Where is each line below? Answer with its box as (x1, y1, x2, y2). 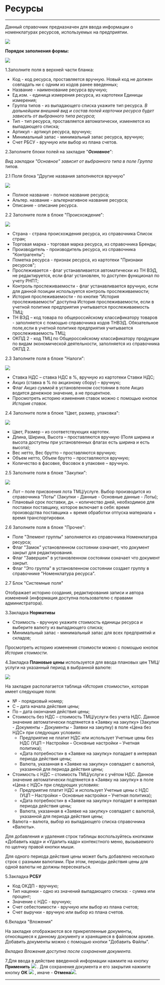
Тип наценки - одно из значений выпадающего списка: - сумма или (12, 888, 156, 894)
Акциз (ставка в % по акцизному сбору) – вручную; (12, 379, 121, 385)
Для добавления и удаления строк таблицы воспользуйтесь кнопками (5, 833, 154, 839)
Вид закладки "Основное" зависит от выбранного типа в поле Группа (5, 158, 153, 164)
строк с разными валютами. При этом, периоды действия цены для (5, 858, 148, 864)
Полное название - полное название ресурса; (12, 192, 110, 198)
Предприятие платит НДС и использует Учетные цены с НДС (19, 787, 149, 793)
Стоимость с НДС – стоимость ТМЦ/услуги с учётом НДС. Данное (12, 771, 154, 777)
